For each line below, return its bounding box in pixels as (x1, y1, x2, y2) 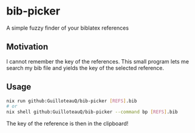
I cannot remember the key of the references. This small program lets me (6, 57, 190, 65)
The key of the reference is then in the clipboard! (6, 120, 129, 128)
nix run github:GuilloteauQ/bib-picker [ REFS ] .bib (6, 98, 137, 104)
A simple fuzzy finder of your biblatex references (6, 24, 129, 31)
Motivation (6, 42, 49, 52)
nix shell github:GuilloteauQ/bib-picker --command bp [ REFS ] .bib (6, 109, 178, 115)
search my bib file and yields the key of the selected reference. (6, 64, 165, 71)
